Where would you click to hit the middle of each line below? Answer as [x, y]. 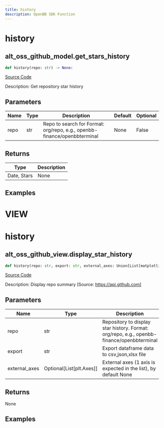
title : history [20, 10]
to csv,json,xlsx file [124, 355]
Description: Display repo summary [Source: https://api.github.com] [73, 285]
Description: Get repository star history [44, 87]
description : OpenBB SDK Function [40, 14]
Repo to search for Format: [74, 124]
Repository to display [126, 322]
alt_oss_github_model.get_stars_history [68, 57]
